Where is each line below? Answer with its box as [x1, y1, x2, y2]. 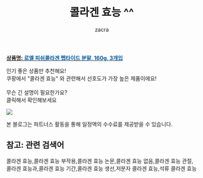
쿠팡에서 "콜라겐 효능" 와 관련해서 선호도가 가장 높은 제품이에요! [6, 74, 157, 82]
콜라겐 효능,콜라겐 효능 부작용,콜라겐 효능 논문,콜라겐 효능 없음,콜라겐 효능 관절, [6, 157, 194, 164]
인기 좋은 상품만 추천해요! [6, 67, 67, 74]
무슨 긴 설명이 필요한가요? [6, 88, 68, 96]
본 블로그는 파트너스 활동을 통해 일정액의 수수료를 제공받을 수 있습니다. [6, 120, 173, 128]
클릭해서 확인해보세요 [6, 96, 57, 104]
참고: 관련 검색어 [6, 140, 65, 150]
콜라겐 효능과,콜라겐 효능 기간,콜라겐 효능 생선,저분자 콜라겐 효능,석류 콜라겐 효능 [6, 165, 197, 172]
